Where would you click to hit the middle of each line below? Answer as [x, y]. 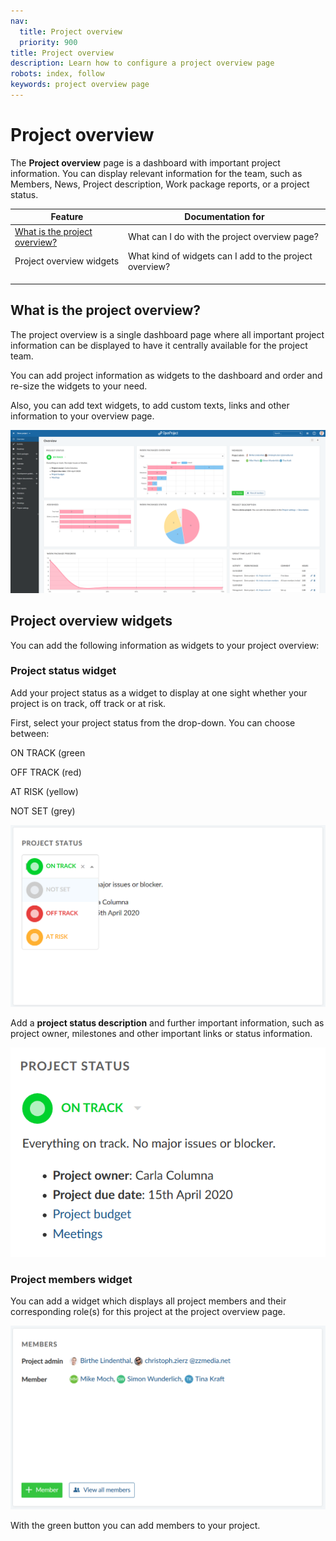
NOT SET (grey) [43, 811]
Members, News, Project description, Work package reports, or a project [160, 184]
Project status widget [63, 671]
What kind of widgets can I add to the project [220, 256]
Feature [67, 217]
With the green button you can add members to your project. [135, 1526]
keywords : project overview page [80, 85]
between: [30, 733]
